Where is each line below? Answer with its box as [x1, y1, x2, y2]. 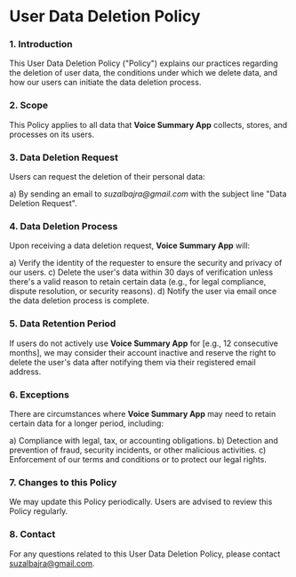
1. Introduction [9, 38, 73, 51]
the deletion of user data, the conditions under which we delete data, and [9, 68, 278, 78]
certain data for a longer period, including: [9, 418, 164, 429]
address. [9, 366, 42, 377]
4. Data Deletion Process [9, 220, 118, 232]
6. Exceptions [9, 389, 69, 401]
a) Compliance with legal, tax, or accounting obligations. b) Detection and [9, 435, 278, 445]
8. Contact [9, 528, 56, 541]
